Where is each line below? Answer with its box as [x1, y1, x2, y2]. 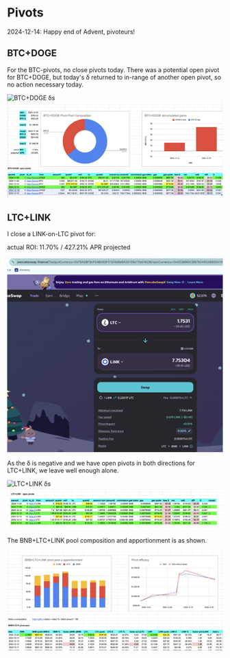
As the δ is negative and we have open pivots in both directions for [7, 459, 195, 468]
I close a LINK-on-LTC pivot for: [7, 230, 96, 238]
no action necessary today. [7, 80, 84, 89]
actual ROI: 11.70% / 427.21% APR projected [7, 243, 131, 251]
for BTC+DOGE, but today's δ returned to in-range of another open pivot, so [7, 73, 221, 81]
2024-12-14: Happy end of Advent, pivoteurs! [7, 27, 136, 36]
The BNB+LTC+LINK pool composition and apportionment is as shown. [7, 536, 207, 545]
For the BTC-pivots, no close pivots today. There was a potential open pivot [7, 65, 220, 73]
